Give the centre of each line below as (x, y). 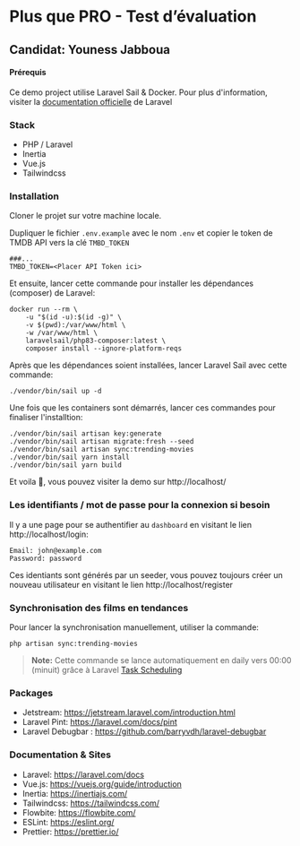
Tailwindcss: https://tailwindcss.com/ (90, 803)
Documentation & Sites (60, 755)
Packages (31, 693)
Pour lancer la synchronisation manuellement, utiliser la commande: (134, 627)
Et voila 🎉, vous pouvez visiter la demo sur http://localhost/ (118, 482)
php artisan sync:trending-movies (74, 643)
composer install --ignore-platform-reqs (103, 349)
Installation (34, 196)
